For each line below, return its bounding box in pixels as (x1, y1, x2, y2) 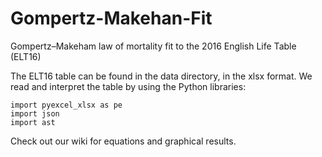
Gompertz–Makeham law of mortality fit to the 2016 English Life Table (10, 40, 297, 52)
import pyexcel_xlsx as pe (10, 100, 123, 110)
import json (10, 108, 60, 119)
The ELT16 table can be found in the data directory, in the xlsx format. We (10, 70, 313, 82)
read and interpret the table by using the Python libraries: (10, 80, 247, 92)
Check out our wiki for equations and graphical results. (10, 135, 237, 147)
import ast (10, 117, 56, 127)
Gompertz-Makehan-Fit (10, 7, 213, 30)
